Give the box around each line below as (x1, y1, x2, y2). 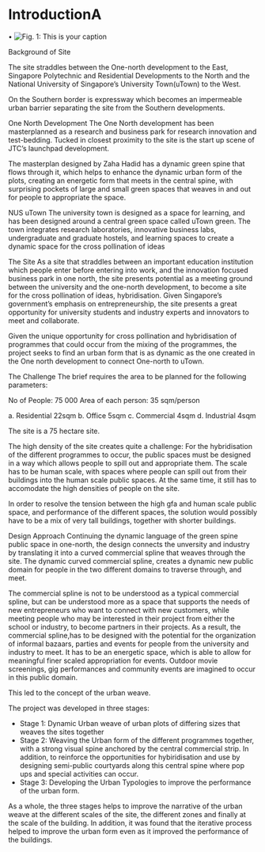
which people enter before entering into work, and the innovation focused (8, 265, 249, 275)
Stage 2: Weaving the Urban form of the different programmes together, (19, 735, 255, 745)
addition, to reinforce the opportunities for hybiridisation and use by (19, 752, 240, 762)
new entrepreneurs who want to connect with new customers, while (8, 605, 229, 614)
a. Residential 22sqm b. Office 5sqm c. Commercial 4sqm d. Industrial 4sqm (8, 410, 256, 420)
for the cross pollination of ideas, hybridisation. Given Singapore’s (8, 291, 223, 300)
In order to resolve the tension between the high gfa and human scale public (8, 499, 257, 508)
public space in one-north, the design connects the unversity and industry (8, 539, 251, 549)
